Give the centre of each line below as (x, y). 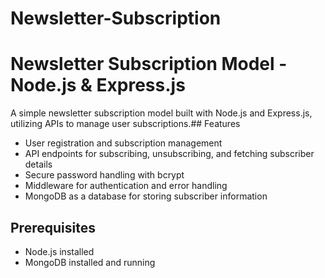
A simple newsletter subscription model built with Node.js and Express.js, (161, 113)
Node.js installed (59, 251)
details (38, 164)
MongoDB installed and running (90, 262)
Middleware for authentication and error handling (126, 186)
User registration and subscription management (123, 143)
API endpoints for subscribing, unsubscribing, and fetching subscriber (169, 154)
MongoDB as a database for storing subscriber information (146, 196)
